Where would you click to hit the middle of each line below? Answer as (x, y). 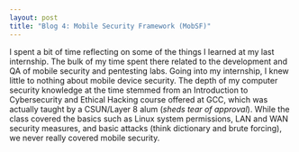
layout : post (34, 18)
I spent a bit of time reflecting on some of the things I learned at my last (142, 51)
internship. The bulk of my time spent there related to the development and (149, 61)
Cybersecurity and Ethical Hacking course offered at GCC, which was (139, 99)
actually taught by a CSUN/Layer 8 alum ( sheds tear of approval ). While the (149, 109)
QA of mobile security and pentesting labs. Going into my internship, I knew (149, 71)
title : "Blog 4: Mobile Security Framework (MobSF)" (110, 26)
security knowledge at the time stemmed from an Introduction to (129, 90)
